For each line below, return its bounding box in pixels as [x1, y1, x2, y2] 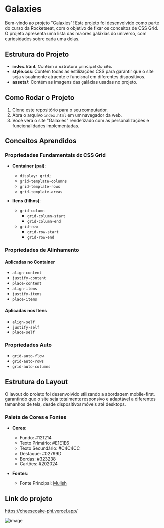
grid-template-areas [19, 190, 63, 195]
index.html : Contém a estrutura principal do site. [12, 63, 113, 69]
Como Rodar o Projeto [5, 93, 75, 102]
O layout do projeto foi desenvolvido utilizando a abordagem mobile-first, [5, 391, 155, 396]
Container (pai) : [12, 163, 46, 169]
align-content [12, 270, 42, 276]
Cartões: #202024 [19, 461, 58, 467]
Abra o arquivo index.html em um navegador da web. [12, 112, 122, 118]
